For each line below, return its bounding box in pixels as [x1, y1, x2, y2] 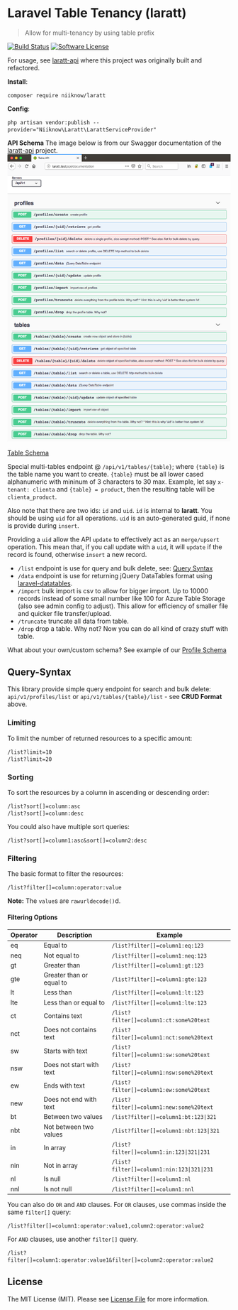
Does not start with [43, 1060, 99, 1068]
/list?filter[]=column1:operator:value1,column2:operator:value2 [7, 1223, 204, 1230]
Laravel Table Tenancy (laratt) [7, 5, 187, 21]
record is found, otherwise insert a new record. [7, 550, 147, 558]
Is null [43, 1174, 62, 1184]
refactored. [7, 63, 40, 72]
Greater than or [43, 971, 89, 980]
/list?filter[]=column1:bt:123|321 [111, 1114, 217, 1121]
